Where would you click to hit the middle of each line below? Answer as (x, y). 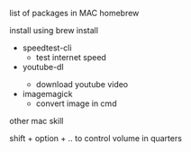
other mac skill (36, 121)
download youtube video (82, 84)
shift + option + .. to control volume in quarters (96, 138)
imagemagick (47, 94)
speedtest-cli (47, 48)
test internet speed (71, 57)
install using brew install (54, 30)
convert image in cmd (76, 103)
